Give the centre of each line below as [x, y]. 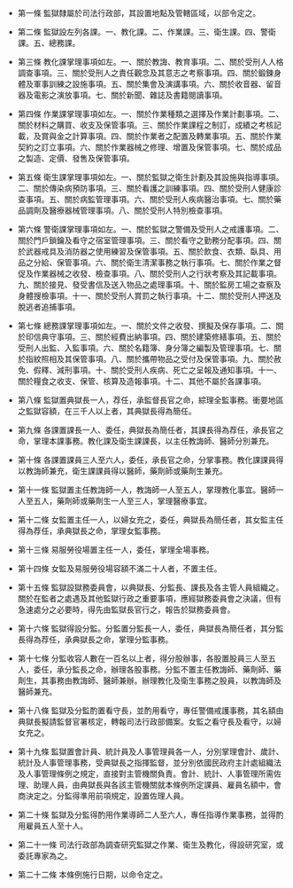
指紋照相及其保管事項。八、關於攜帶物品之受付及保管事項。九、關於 [150, 359]
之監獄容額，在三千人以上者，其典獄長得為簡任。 [107, 411]
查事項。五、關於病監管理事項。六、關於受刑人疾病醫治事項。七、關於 [146, 199]
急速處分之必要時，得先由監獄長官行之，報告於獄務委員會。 [126, 609]
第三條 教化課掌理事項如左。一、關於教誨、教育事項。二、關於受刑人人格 [150, 62]
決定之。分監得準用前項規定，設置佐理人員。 [107, 796]
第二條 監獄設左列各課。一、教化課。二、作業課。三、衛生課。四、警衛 [146, 32]
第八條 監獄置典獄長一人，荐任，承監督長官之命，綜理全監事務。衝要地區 [150, 400]
